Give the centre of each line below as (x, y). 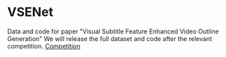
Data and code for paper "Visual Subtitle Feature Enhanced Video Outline (113, 31)
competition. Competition (44, 46)
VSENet (31, 12)
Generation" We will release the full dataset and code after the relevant (110, 38)
